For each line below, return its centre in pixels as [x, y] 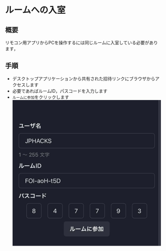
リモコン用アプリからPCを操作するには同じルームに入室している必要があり [82, 43]
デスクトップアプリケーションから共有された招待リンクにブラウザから [84, 78]
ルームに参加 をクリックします [41, 97]
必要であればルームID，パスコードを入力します [60, 91]
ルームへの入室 [35, 10]
